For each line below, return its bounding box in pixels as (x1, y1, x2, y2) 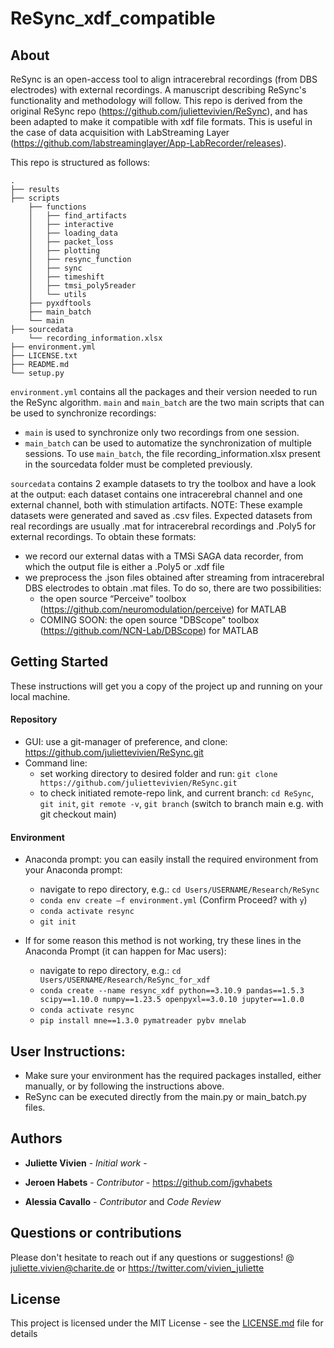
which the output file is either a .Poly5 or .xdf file (24, 561, 225, 572)
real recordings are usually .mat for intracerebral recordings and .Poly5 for (10, 520, 317, 532)
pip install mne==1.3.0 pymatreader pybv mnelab (39, 1016, 247, 1026)
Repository (10, 713, 58, 726)
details (10, 1328, 38, 1340)
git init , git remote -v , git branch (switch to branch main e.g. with (39, 798, 324, 810)
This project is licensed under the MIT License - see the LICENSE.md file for (10, 1317, 324, 1329)
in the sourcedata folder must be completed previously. (24, 458, 253, 470)
